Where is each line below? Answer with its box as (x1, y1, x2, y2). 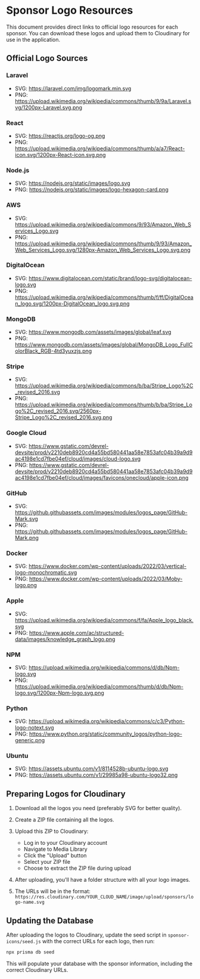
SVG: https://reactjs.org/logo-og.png (14, 132, 105, 139)
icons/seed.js (6, 939, 42, 945)
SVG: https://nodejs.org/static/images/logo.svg (14, 180, 131, 187)
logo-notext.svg (14, 724, 55, 731)
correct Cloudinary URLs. (6, 966, 68, 973)
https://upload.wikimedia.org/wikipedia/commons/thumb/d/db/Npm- (14, 682, 184, 690)
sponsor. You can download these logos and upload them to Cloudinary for (6, 29, 190, 36)
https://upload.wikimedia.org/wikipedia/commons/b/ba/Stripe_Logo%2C (14, 382, 193, 390)
